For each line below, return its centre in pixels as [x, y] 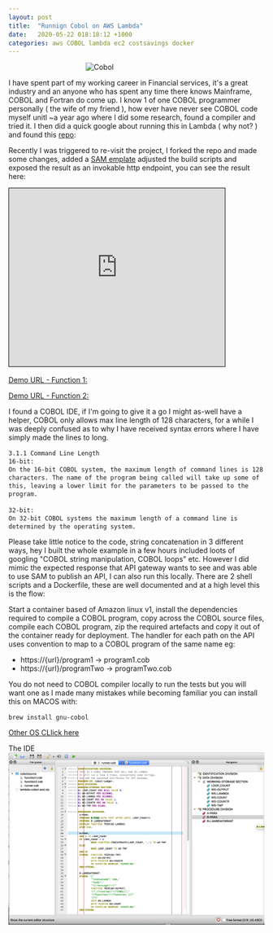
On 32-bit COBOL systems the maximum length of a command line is [123, 519]
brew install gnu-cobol [49, 718]
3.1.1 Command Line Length [54, 453]
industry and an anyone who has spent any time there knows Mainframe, [130, 92]
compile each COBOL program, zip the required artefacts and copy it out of [134, 627]
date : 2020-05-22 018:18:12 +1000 [70, 34]
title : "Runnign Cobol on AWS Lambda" [76, 26]
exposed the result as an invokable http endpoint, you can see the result [129, 168]
